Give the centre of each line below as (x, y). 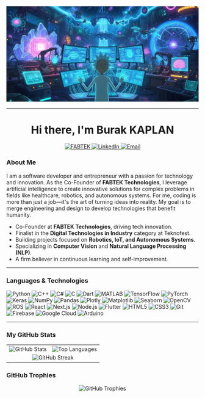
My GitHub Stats (31, 335)
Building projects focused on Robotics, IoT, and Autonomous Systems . (105, 239)
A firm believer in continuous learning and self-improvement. (92, 259)
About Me (21, 162)
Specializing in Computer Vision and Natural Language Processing (101, 246)
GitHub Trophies (31, 375)
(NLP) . (23, 252)
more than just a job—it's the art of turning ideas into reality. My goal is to (99, 201)
